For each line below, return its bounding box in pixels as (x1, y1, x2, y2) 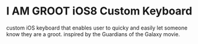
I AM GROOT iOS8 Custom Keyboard (6, 4, 193, 18)
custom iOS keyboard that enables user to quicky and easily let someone (6, 24, 188, 31)
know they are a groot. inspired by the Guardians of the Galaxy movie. (6, 30, 180, 37)
